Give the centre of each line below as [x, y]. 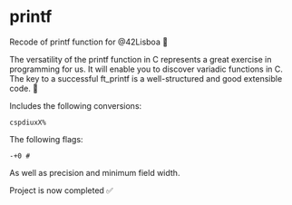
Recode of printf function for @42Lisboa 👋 [89, 42]
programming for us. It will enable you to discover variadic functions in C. [146, 69]
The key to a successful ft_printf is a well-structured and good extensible [146, 78]
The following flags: [46, 139]
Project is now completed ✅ [61, 190]
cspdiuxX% [28, 122]
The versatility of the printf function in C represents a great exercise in [141, 59]
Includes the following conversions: [76, 105]
